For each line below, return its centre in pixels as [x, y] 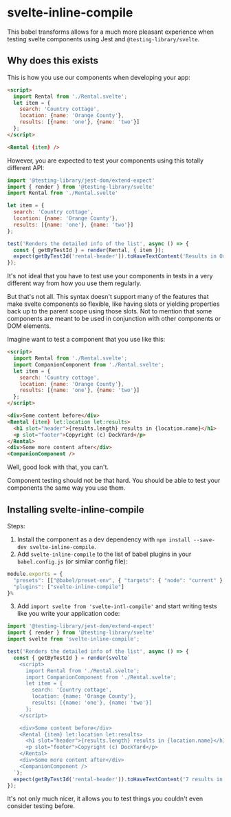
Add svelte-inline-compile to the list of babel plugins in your [104, 554]
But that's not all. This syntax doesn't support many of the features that [108, 297]
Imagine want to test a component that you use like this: [86, 340]
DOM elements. [29, 326]
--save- [204, 540]
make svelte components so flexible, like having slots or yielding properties [113, 304]
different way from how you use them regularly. [74, 283]
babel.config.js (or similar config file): [72, 561]
